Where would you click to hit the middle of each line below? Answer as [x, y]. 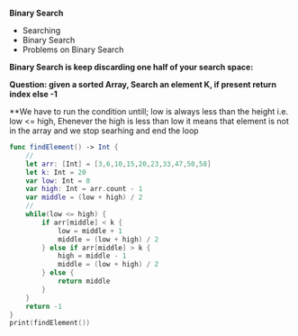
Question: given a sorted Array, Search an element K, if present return [143, 84]
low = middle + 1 [90, 231]
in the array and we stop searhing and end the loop [104, 131]
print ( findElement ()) [50, 323]
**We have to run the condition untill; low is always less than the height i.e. [149, 111]
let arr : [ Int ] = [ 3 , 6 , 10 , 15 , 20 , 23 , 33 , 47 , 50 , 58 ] [118, 164]
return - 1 [44, 306]
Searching [41, 30]
